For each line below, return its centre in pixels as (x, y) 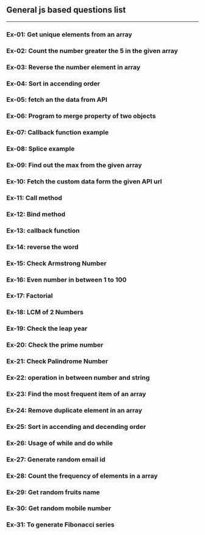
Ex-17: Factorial (30, 296)
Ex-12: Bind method (36, 214)
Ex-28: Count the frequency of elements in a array (82, 476)
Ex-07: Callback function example (57, 132)
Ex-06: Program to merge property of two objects (81, 116)
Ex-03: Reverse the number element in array (73, 67)
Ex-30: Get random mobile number (59, 508)
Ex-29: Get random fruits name (53, 492)
